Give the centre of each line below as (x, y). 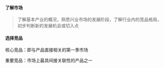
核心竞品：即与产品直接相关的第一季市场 (47, 50)
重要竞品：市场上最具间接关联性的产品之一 (49, 61)
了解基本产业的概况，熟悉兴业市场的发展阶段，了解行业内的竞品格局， (89, 19)
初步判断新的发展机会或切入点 (48, 26)
